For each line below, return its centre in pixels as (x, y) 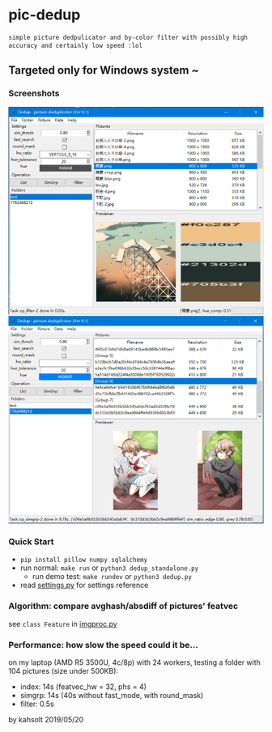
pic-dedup (45, 15)
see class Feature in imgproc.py (63, 623)
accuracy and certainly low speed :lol (76, 45)
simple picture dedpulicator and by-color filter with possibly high (128, 37)
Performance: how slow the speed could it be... (103, 645)
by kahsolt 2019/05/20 (46, 719)
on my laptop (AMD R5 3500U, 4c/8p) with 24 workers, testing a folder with (135, 662)
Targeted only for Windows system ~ (104, 70)
